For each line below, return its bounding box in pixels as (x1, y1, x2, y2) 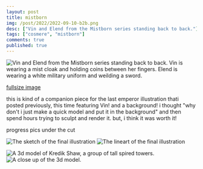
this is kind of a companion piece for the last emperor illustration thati (6, 95, 179, 103)
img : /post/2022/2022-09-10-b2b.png (6, 20, 98, 26)
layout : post (6, 8, 39, 15)
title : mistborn (6, 14, 47, 21)
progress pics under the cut (6, 126, 76, 133)
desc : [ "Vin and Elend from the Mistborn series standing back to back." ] (6, 25, 199, 32)
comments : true (6, 37, 45, 43)
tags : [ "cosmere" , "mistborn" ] (6, 31, 85, 37)
